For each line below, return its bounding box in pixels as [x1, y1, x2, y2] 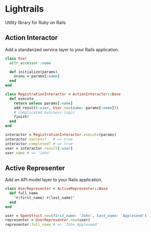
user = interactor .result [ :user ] [5, 146, 73, 151]
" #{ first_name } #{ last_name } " [14, 195, 75, 200]
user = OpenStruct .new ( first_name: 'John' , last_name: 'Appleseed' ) [5, 213, 147, 218]
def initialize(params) [9, 69, 57, 74]
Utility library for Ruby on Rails [5, 19, 66, 25]
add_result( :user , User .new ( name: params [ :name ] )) [14, 105, 119, 110]
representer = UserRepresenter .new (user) [5, 218, 91, 223]
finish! [14, 115, 29, 119]
